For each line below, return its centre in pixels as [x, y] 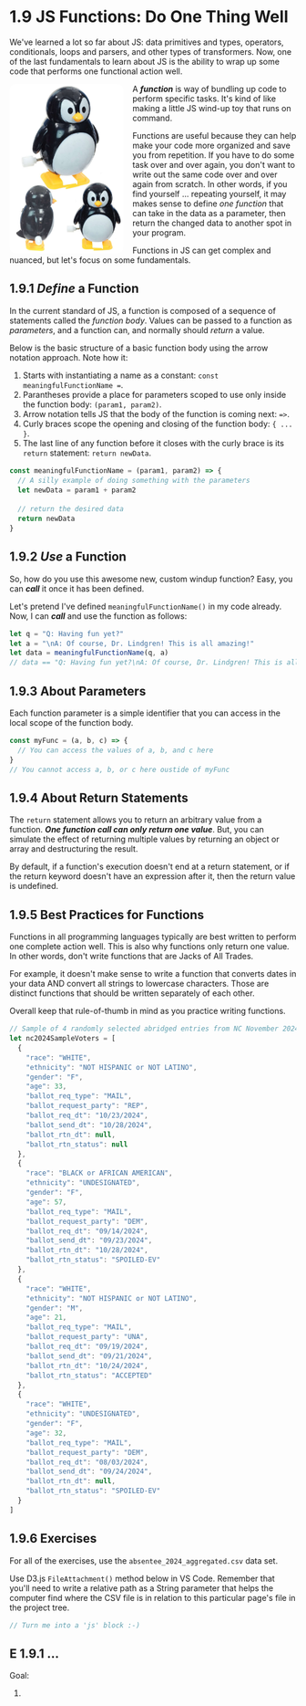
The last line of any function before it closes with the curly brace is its [153, 443]
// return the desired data [71, 509]
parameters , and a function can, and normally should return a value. [138, 330]
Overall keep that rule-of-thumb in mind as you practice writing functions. [148, 1011]
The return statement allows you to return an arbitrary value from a [136, 820]
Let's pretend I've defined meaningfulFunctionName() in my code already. [146, 606]
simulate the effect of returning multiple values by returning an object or [144, 839]
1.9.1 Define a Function [74, 289]
